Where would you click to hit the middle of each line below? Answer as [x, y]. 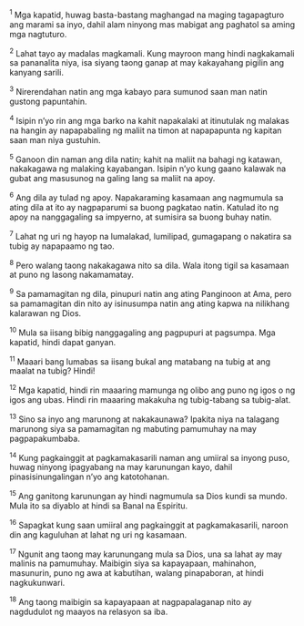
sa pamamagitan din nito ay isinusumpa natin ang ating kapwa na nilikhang [149, 303]
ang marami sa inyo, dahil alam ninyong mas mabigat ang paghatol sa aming [152, 24]
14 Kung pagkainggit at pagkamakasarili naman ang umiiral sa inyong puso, [150, 457]
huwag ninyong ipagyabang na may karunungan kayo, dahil [121, 467]
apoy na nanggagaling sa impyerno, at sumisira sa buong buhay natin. [141, 217]
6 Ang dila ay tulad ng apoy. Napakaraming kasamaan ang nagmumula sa [147, 197]
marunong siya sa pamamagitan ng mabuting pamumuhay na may [133, 428]
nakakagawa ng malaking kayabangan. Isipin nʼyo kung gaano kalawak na [148, 169]
